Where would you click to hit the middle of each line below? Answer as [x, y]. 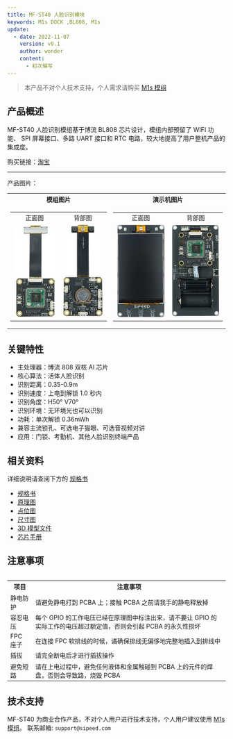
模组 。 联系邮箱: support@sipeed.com [59, 728]
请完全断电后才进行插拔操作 [75, 656]
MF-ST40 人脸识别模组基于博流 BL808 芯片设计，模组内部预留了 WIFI [107, 129]
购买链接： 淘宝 [28, 161]
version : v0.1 [40, 44]
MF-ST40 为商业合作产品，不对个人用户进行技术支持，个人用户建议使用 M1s [116, 719]
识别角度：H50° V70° [48, 402]
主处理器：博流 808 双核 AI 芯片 [63, 367]
